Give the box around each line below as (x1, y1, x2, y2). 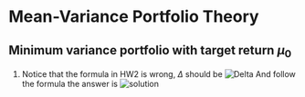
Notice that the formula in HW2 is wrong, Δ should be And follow (21, 69, 296, 80)
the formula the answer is (21, 79, 118, 90)
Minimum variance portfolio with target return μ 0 (8, 43, 292, 60)
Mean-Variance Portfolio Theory (8, 6, 259, 27)
